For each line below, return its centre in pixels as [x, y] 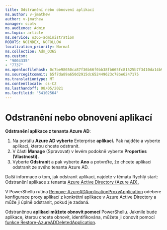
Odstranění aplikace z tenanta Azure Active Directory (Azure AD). [72, 182]
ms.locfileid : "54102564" [32, 93]
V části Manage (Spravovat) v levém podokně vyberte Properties [80, 152]
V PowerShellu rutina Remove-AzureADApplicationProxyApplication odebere [83, 192]
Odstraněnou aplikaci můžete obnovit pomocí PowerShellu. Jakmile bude [81, 212]
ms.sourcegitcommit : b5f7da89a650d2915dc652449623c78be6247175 [72, 75]
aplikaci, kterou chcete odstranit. [46, 146]
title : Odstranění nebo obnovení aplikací [50, 10]
